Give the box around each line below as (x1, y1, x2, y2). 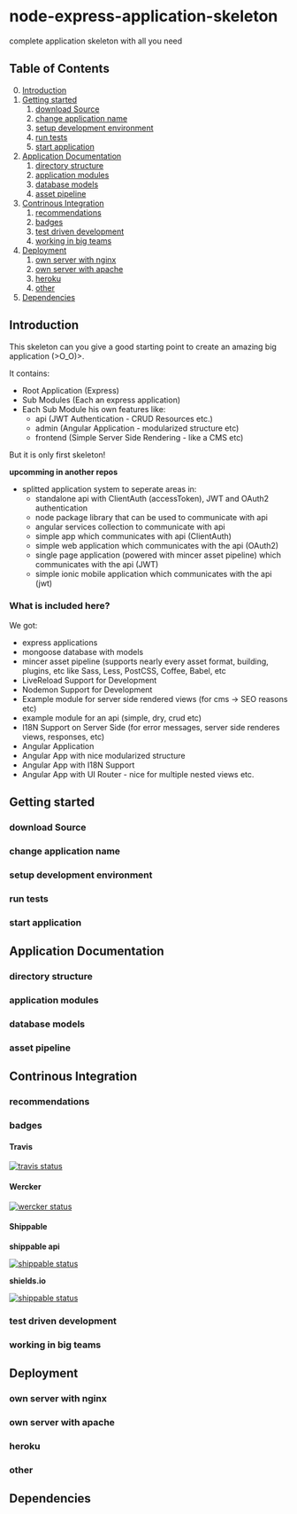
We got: (9, 620, 38, 630)
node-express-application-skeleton (9, 6, 278, 27)
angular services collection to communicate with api (34, 521, 225, 532)
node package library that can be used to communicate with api (34, 511, 268, 522)
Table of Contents (9, 61, 110, 76)
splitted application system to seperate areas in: (21, 483, 197, 494)
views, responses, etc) (21, 731, 105, 742)
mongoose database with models (21, 646, 144, 657)
